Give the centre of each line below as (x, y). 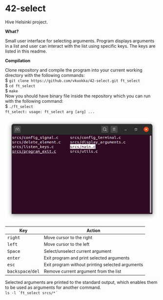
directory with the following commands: (45, 75)
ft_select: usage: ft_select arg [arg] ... (50, 112)
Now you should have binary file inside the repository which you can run (78, 96)
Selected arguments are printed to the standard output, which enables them (81, 282)
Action (93, 230)
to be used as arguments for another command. (53, 287)
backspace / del (23, 271)
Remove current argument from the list (82, 271)
